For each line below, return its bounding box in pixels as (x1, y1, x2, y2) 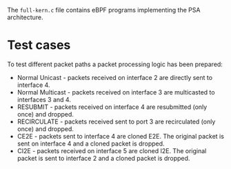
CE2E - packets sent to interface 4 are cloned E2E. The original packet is (17, 132, 224, 140)
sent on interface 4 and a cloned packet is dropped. (17, 139, 165, 148)
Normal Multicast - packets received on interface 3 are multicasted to (17, 88, 215, 96)
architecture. (7, 13, 43, 21)
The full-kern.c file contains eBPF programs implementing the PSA (7, 6, 201, 14)
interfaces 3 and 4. (17, 95, 71, 103)
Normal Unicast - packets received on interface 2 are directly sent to (17, 73, 212, 81)
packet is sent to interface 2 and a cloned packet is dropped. (17, 154, 190, 162)
